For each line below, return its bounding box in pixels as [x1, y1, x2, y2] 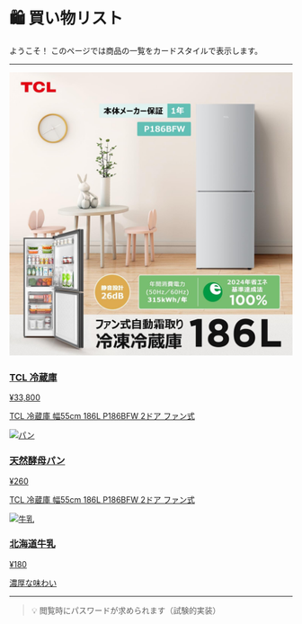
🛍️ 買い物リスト [9, 8, 123, 29]
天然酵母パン [9, 455, 66, 468]
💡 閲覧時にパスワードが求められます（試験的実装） [31, 604, 221, 616]
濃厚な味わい [9, 577, 57, 588]
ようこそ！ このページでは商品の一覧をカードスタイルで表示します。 [9, 45, 263, 56]
